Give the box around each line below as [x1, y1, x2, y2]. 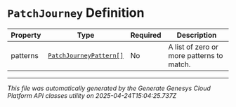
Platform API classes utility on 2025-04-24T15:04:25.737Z [7, 91, 177, 99]
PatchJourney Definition [7, 5, 145, 21]
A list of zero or [168, 42, 219, 52]
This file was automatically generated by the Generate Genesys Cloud [7, 84, 211, 92]
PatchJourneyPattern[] [48, 51, 124, 59]
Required [130, 30, 162, 40]
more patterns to [168, 50, 223, 60]
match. [168, 59, 191, 69]
